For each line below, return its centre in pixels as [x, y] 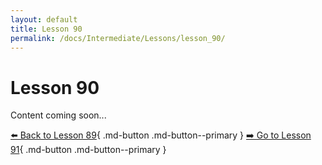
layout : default [44, 19]
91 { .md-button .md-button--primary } [88, 150]
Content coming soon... [58, 115]
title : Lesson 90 [46, 29]
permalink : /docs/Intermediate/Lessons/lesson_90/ [118, 38]
